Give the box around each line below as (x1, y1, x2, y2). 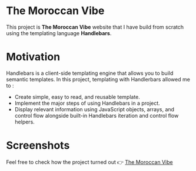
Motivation (6, 50, 61, 64)
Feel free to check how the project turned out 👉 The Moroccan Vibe (6, 158, 173, 165)
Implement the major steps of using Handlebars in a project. (14, 100, 160, 107)
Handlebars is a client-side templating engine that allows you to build (6, 69, 174, 77)
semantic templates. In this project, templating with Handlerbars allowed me (6, 76, 190, 83)
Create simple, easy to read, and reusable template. (14, 93, 140, 100)
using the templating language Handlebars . (6, 29, 112, 36)
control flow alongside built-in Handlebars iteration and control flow (14, 112, 179, 119)
